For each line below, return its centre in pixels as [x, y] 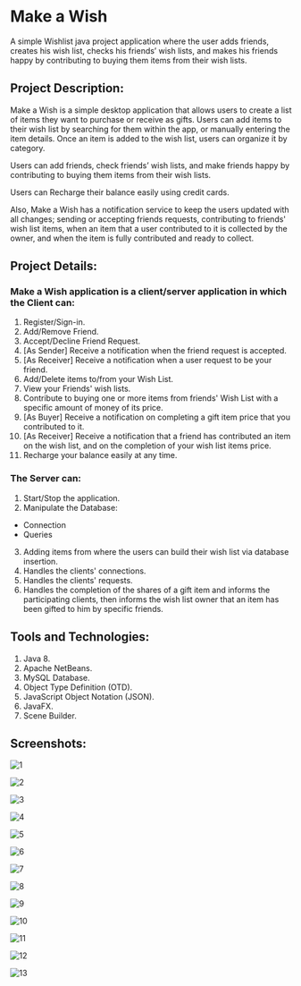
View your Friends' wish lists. [77, 389]
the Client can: [42, 303]
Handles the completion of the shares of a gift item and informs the [146, 590]
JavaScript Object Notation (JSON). [88, 696]
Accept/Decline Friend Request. [82, 341]
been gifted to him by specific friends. [93, 608]
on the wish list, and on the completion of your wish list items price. [147, 446]
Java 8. [37, 659]
